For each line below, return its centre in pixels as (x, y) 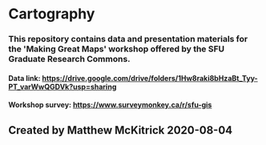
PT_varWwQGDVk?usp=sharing (62, 87)
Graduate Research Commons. (69, 59)
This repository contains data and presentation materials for (128, 39)
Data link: (24, 78)
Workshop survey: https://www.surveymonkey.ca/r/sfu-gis (110, 105)
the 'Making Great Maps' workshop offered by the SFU (117, 49)
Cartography (52, 14)
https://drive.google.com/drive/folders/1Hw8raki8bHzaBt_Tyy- (150, 78)
